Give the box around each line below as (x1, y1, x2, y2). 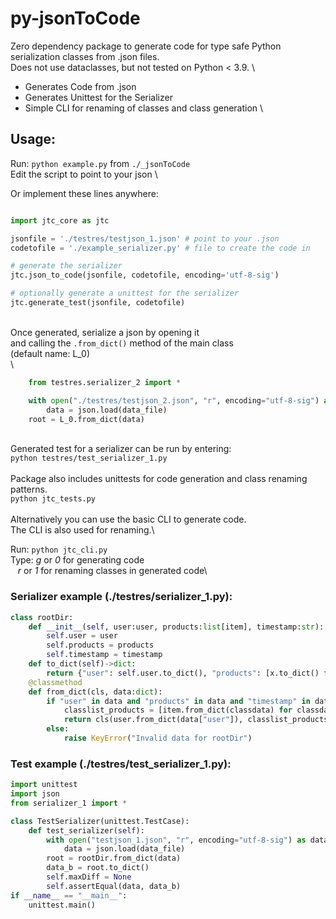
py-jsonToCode (10, 7, 141, 30)
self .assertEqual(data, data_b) (46, 881, 182, 891)
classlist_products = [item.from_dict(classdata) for (63, 705, 293, 716)
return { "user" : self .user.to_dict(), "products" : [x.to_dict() (46, 668, 320, 678)
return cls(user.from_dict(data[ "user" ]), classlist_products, (63, 715, 333, 725)
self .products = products (46, 640, 155, 651)
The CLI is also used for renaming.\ (10, 524, 155, 536)
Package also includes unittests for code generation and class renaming (10, 473, 308, 485)
